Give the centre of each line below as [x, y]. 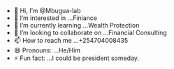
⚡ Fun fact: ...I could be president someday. [77, 58]
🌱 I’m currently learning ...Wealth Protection [77, 25]
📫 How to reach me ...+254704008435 [71, 40]
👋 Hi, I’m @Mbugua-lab [48, 11]
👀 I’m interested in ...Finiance [56, 18]
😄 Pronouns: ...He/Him [47, 50]
